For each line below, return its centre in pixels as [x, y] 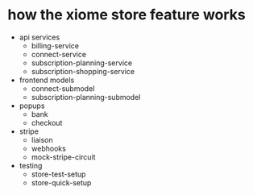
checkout [47, 122]
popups [32, 106]
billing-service [55, 45]
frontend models [47, 80]
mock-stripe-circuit [63, 157]
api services [39, 37]
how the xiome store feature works [127, 15]
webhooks [48, 148]
